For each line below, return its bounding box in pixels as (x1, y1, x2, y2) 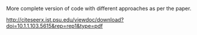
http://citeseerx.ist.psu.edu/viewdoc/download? (6, 16, 124, 23)
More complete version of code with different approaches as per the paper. (6, 5, 192, 12)
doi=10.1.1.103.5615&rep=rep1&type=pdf (6, 23, 103, 29)
